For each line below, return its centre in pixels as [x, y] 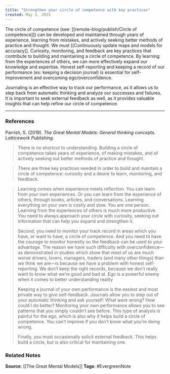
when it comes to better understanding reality [65, 279]
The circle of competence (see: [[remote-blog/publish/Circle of [71, 29]
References [20, 121]
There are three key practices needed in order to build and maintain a [90, 168]
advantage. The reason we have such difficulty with [72, 247]
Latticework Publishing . [30, 138]
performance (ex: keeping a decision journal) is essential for [68, 72]
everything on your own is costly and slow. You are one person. [84, 205]
